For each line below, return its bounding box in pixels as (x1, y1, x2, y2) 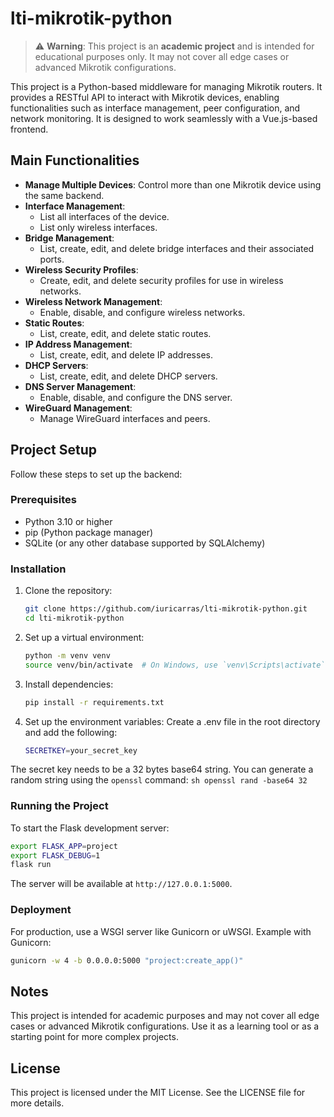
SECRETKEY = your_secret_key (24, 745, 138, 756)
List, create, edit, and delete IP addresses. (39, 348, 213, 361)
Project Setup (10, 442, 98, 459)
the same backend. (24, 189, 105, 201)
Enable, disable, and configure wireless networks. (39, 306, 246, 318)
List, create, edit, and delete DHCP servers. (39, 370, 218, 382)
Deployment (10, 903, 72, 917)
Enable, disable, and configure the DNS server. (39, 391, 233, 403)
